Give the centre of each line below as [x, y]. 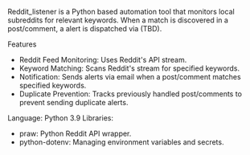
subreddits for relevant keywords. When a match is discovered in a [118, 20]
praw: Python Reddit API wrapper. [75, 133]
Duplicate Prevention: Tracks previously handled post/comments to [131, 94]
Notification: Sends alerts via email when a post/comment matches [130, 77]
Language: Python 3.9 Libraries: [61, 118]
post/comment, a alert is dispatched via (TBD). [85, 29]
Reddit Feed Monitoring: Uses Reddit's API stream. [103, 60]
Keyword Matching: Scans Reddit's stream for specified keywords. [129, 68]
